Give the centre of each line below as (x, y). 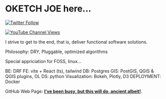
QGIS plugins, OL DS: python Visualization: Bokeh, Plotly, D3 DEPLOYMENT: (83, 76)
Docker (13, 81)
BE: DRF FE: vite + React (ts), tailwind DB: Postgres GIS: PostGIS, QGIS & (80, 71)
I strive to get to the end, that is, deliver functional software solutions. (77, 42)
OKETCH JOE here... (48, 9)
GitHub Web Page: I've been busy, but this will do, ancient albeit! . (74, 91)
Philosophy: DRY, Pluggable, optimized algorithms (57, 51)
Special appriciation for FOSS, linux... (43, 61)
